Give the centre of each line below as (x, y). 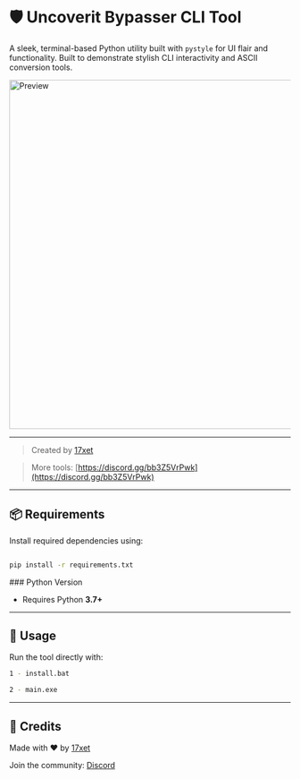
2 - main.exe (33, 690)
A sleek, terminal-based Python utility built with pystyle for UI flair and (139, 48)
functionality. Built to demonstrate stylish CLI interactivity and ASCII (133, 57)
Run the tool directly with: (56, 657)
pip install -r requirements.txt (71, 565)
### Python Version (46, 582)
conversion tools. (41, 67)
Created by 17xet (62, 449)
